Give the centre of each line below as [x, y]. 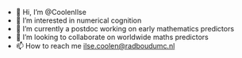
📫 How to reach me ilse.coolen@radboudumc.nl [95, 46]
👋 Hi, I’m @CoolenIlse [51, 12]
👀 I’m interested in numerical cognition [79, 20]
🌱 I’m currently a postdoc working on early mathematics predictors [125, 29]
